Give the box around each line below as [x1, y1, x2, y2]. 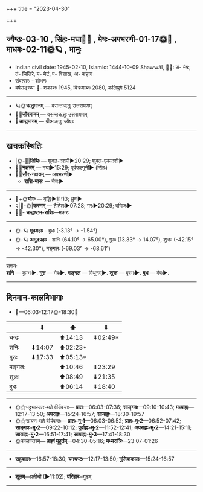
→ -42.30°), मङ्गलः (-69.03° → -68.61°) [14, 244, 111, 252]
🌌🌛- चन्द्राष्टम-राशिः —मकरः [14, 208, 69, 216]
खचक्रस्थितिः [6, 141, 43, 152]
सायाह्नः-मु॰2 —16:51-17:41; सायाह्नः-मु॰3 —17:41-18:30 [14, 431, 130, 438]
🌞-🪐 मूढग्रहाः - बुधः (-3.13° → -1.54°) [14, 226, 98, 234]
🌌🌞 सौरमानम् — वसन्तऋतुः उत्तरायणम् [14, 110, 88, 118]
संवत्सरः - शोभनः [14, 77, 47, 84]
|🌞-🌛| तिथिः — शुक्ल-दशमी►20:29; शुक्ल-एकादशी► [14, 157, 124, 164]
